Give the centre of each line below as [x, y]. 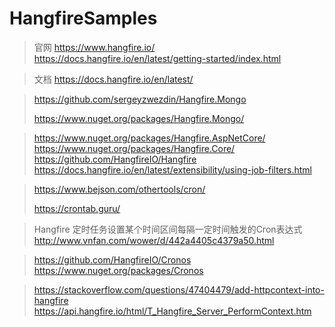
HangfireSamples [83, 18]
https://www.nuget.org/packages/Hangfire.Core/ [134, 148]
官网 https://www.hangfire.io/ [94, 47]
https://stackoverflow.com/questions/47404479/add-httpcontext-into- [179, 289]
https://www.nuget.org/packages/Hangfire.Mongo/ [139, 118]
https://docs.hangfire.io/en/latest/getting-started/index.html [157, 58]
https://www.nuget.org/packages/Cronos [118, 270]
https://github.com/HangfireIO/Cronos [112, 259]
